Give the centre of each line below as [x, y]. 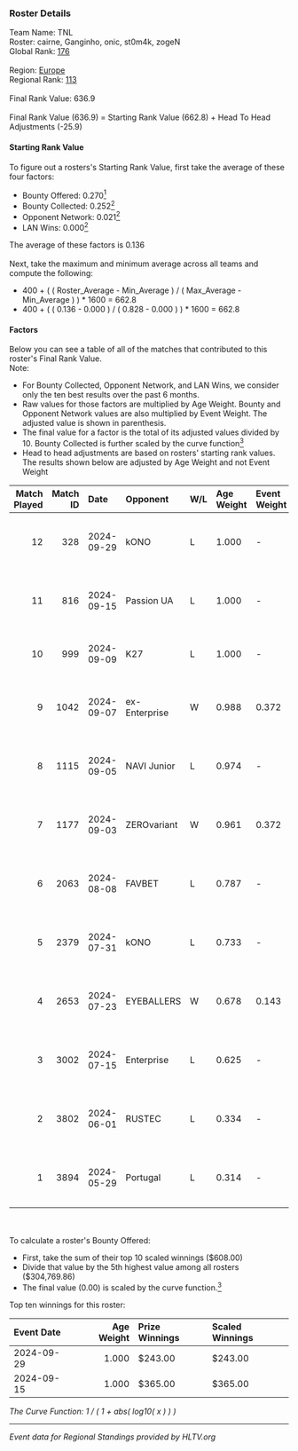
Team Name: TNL [41, 33]
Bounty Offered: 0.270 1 [64, 194]
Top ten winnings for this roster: [67, 1305]
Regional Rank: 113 [43, 80]
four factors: [32, 177]
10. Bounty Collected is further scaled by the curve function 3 [133, 442]
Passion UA [149, 600]
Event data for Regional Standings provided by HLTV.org [113, 1437]
